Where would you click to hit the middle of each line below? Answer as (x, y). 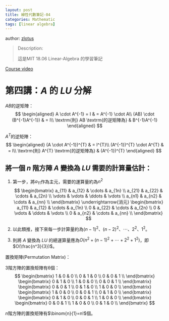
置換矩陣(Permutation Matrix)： (38, 257)
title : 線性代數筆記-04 (28, 15)
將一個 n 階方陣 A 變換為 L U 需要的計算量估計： (78, 168)
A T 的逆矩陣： (19, 136)
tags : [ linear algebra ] (30, 24)
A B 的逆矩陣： (19, 106)
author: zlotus (20, 38)
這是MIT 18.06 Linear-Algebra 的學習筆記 (60, 59)
